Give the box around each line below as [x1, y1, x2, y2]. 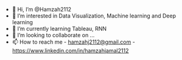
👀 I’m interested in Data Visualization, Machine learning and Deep [12, 12, 177, 19]
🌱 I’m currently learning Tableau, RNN [12, 25, 107, 32]
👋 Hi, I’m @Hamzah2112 [12, 6, 72, 13]
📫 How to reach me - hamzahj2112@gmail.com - [12, 38, 135, 45]
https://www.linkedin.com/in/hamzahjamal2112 [12, 47, 129, 54]
